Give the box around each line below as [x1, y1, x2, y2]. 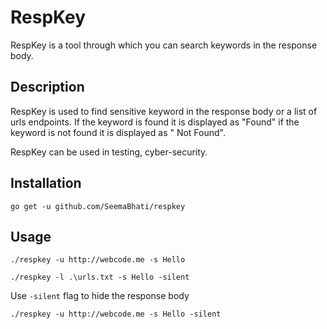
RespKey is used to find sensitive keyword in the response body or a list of [10, 105, 318, 117]
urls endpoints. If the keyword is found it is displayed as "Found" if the [10, 116, 300, 128]
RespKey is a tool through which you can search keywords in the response [10, 39, 318, 51]
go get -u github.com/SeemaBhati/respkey [10, 201, 186, 211]
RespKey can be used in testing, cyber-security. [10, 146, 208, 158]
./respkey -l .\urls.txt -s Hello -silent [10, 272, 190, 283]
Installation [10, 175, 82, 192]
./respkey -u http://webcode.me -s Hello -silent [10, 309, 222, 320]
